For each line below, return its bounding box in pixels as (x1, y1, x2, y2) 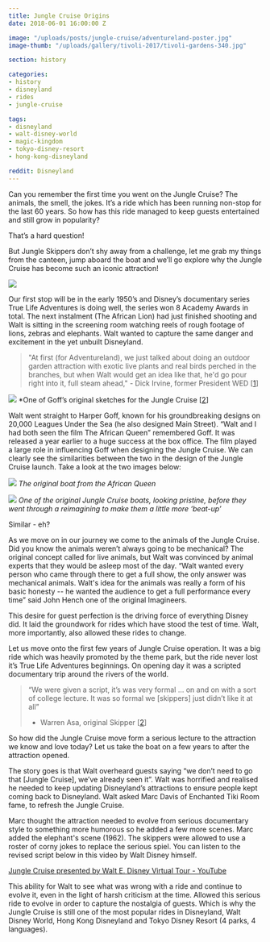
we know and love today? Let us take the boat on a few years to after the (8, 741, 250, 751)
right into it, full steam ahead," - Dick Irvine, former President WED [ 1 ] (27, 378, 260, 388)
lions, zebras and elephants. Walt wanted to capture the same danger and (8, 328, 254, 338)
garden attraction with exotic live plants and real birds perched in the (27, 361, 256, 371)
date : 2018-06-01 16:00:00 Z (8, 19, 106, 27)
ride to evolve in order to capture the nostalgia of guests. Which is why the (8, 898, 256, 908)
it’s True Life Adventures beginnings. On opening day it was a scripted (8, 661, 242, 670)
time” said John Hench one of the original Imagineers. (8, 594, 188, 605)
